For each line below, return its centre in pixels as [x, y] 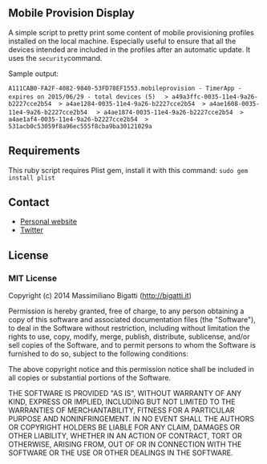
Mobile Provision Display [71, 13]
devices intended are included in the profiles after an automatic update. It [129, 49]
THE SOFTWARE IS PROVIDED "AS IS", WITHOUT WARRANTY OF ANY [125, 393]
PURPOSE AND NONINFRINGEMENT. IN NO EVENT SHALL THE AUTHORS [131, 419]
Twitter [32, 230]
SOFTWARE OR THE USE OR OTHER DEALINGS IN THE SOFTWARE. [121, 453]
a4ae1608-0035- [235, 103]
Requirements [44, 151]
